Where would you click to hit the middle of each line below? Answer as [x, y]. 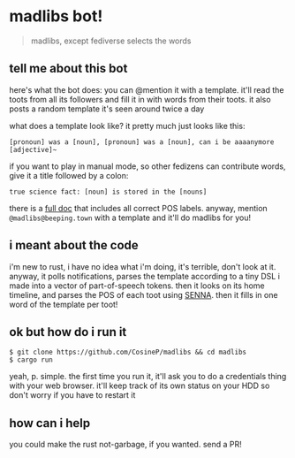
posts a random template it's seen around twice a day [107, 109]
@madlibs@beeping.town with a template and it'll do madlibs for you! [130, 218]
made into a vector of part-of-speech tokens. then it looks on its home [137, 286]
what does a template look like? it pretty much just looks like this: [127, 126]
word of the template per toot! [64, 304]
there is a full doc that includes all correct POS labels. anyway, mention [138, 208]
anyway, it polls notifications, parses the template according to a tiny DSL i [145, 276]
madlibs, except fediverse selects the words [111, 41]
